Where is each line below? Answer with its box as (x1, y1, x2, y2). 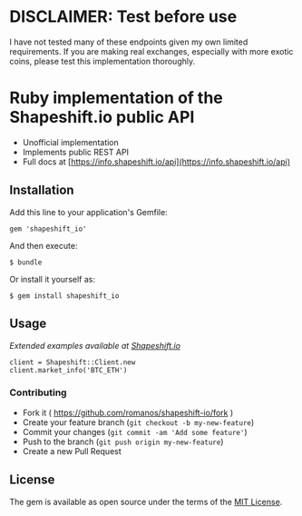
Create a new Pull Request (22, 445, 122, 456)
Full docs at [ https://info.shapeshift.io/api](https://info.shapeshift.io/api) (22, 156, 291, 167)
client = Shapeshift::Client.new (9, 357, 136, 367)
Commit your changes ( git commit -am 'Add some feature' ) (22, 426, 248, 437)
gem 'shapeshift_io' (9, 224, 88, 233)
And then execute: (9, 240, 78, 251)
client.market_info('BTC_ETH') (9, 365, 128, 374)
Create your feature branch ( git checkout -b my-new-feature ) (22, 416, 255, 428)
